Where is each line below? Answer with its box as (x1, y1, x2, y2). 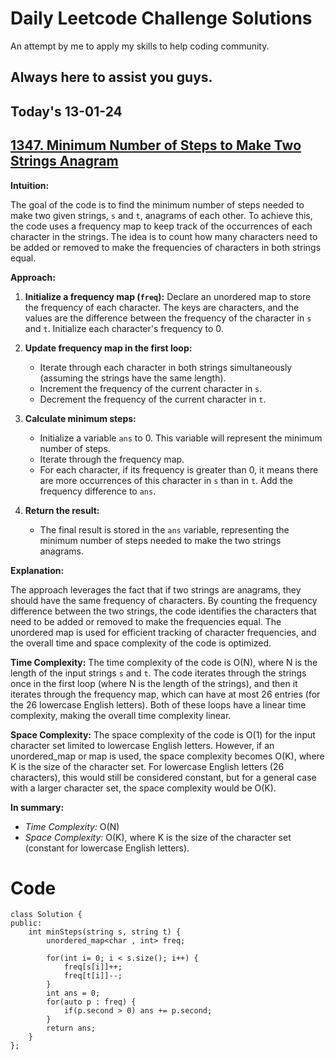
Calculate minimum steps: (24, 412, 137, 424)
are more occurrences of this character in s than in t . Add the (39, 474, 293, 486)
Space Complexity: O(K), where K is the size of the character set (24, 831, 292, 843)
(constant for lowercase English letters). (24, 842, 190, 854)
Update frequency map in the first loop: (24, 342, 193, 354)
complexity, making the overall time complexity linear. (10, 709, 232, 721)
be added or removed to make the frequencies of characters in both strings (10, 241, 322, 253)
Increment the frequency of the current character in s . (39, 382, 263, 394)
